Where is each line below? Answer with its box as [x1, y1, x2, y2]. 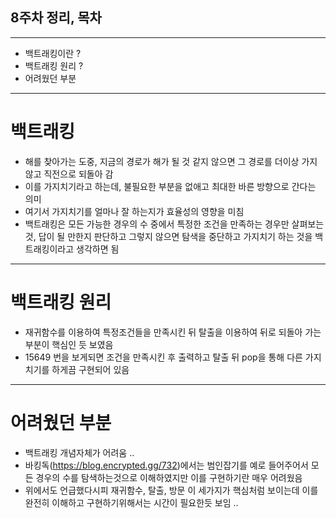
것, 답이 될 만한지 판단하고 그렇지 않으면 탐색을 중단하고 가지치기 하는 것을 [24, 230, 313, 242]
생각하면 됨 [76, 243, 120, 255]
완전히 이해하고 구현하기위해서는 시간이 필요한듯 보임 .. [24, 496, 239, 508]
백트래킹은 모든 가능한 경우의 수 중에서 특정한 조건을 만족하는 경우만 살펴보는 [24, 218, 325, 230]
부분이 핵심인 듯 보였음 [24, 338, 114, 350]
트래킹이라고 [24, 243, 75, 255]
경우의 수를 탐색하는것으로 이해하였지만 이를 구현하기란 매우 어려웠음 [35, 471, 303, 483]
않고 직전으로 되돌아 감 [24, 168, 114, 180]
